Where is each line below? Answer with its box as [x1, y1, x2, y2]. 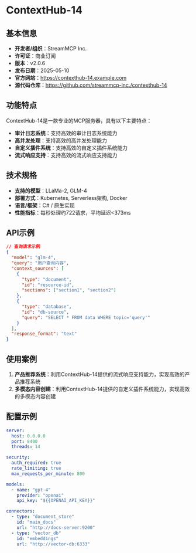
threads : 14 [11, 444, 41, 450]
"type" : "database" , [21, 304, 72, 310]
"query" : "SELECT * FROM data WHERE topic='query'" [21, 314, 150, 320]
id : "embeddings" [16, 535, 59, 541]
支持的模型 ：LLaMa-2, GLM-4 [14, 187, 87, 194]
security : [6, 454, 30, 460]
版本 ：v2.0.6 [14, 60, 46, 66]
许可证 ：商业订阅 [14, 52, 56, 59]
